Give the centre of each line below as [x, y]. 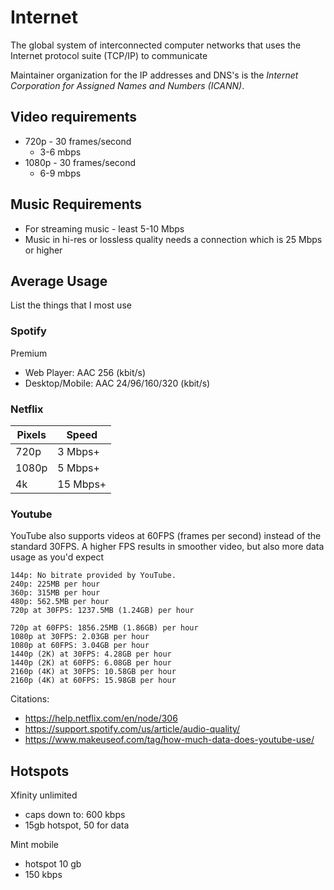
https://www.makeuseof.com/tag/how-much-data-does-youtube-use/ [169, 740]
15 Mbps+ [82, 484]
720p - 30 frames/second [78, 141]
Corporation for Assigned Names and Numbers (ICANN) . [127, 85]
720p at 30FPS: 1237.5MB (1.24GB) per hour [102, 611]
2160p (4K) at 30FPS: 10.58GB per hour [93, 672]
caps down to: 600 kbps [75, 815]
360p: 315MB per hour [55, 593]
